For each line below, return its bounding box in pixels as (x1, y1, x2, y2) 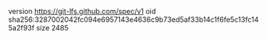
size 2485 (36, 23, 69, 32)
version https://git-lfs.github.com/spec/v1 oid (8, 7, 157, 16)
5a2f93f (8, 23, 35, 32)
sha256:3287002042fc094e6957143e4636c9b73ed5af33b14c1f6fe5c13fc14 (8, 15, 259, 24)
